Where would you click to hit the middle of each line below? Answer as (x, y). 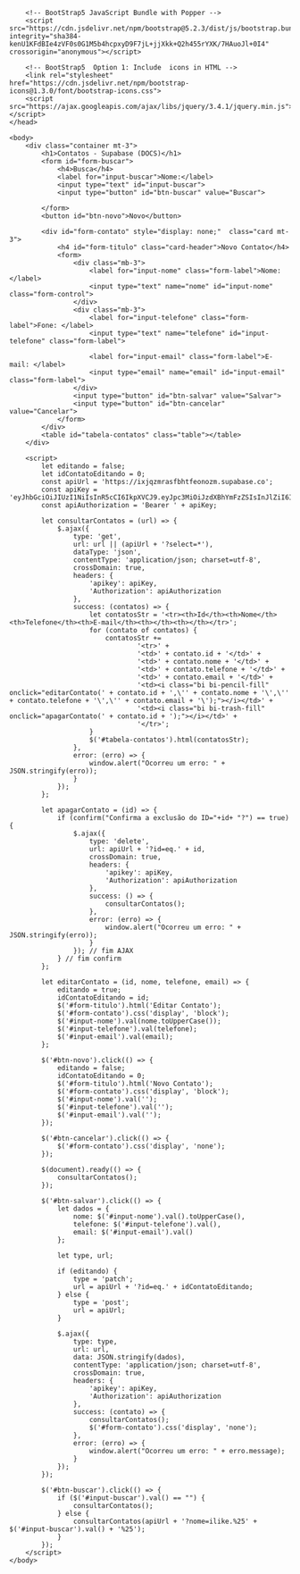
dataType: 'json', (107, 552)
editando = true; (89, 990)
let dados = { (83, 1209)
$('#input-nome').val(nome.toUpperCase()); (139, 1021)
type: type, (95, 1342)
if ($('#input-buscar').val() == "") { (131, 1498)
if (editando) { (87, 1271)
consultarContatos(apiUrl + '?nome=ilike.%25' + (165, 1521)
